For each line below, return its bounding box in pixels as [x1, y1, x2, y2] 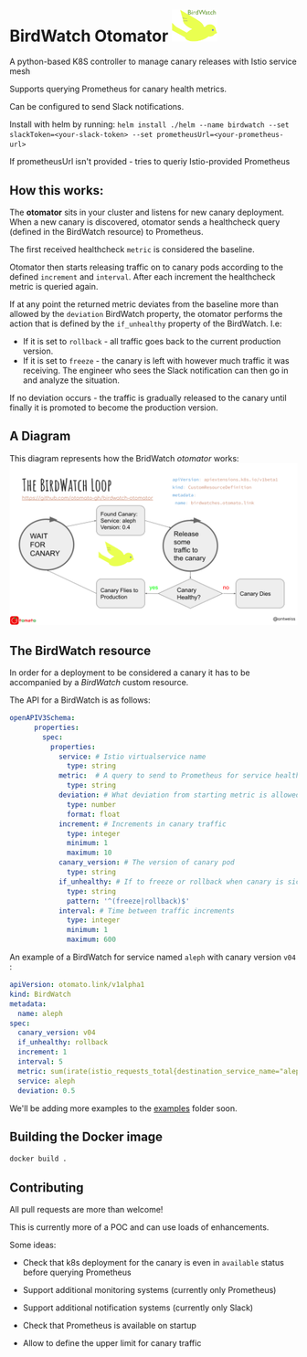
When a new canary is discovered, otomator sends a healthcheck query [9, 216, 281, 228]
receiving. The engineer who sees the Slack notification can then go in [22, 365, 289, 376]
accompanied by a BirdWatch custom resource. [9, 677, 189, 688]
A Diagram [9, 429, 71, 444]
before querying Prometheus [22, 1267, 132, 1278]
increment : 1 [17, 1047, 68, 1057]
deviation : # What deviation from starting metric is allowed [58, 790, 301, 800]
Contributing [9, 1180, 84, 1195]
